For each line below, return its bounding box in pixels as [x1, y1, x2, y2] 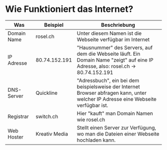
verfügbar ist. [77, 102, 108, 109]
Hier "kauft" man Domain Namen [77, 110, 153, 117]
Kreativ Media [35, 130, 68, 137]
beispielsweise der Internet [77, 83, 140, 90]
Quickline [35, 89, 58, 96]
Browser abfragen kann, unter [77, 89, 147, 96]
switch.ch [35, 113, 59, 120]
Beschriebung [101, 21, 135, 28]
